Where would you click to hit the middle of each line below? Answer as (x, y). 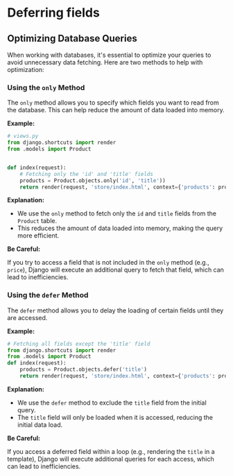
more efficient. (38, 236)
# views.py (23, 136)
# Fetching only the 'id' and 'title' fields (87, 174)
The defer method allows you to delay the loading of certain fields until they (115, 310)
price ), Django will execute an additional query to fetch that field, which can (115, 270)
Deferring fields (54, 13)
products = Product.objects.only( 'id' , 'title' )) (93, 180)
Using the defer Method (48, 295)
